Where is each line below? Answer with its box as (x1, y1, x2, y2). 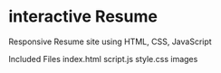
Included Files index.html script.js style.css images (8, 53, 198, 64)
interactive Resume (8, 6, 158, 27)
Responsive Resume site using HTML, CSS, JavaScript (8, 36, 212, 47)
